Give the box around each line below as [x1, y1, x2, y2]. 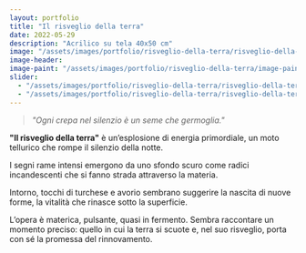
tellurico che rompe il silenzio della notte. [9, 142, 164, 153]
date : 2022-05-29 [9, 30, 76, 39]
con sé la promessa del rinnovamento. [9, 233, 153, 244]
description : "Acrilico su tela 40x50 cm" [9, 38, 173, 48]
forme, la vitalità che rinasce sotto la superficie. [9, 197, 189, 207]
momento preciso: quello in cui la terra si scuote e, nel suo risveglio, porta [9, 224, 287, 235]
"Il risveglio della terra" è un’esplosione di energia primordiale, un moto [9, 132, 280, 143]
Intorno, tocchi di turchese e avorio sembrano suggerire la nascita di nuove [9, 187, 291, 197]
